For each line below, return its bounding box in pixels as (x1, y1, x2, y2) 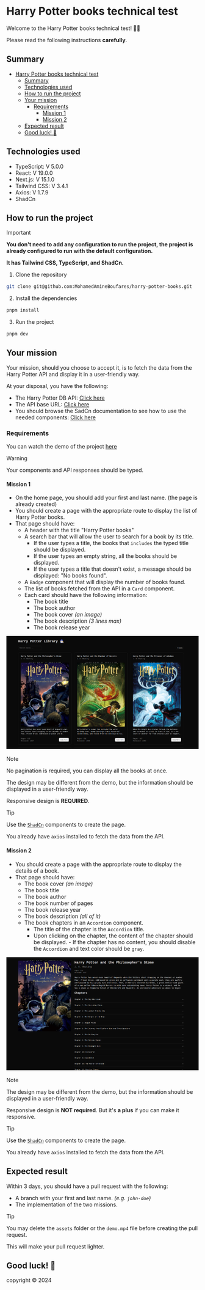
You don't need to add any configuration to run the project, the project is (6, 241, 193, 248)
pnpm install (6, 307, 40, 313)
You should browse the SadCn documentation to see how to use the (15, 407, 187, 414)
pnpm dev (6, 331, 29, 337)
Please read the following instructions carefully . (6, 36, 128, 43)
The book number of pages (24, 900, 93, 907)
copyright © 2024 (6, 1277, 52, 1284)
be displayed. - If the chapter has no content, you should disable (33, 938, 196, 945)
